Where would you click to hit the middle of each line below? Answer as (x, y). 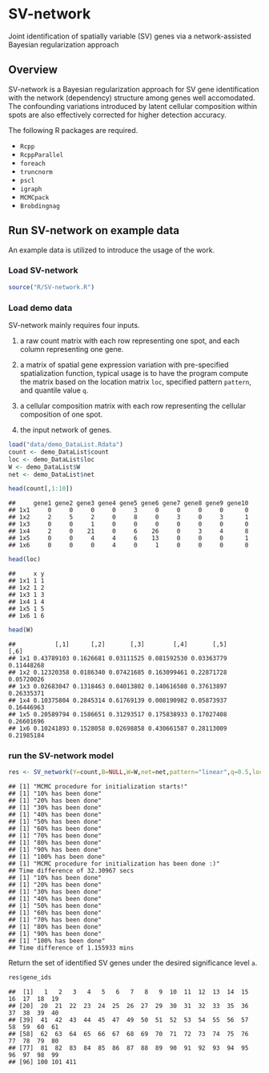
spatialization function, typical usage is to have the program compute (134, 373)
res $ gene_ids (30, 978)
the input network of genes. (66, 430)
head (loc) (25, 559)
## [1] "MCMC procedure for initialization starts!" (98, 787)
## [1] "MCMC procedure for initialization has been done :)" (114, 864)
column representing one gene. (72, 349)
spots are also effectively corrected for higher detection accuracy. (117, 115)
